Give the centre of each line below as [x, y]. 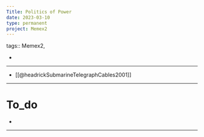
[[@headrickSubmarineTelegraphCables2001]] [73, 75]
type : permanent [27, 23]
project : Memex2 [27, 29]
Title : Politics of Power [39, 12]
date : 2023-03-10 [28, 18]
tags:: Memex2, [26, 46]
